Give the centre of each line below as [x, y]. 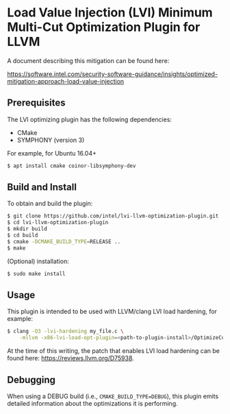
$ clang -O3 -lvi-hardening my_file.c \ [66, 331]
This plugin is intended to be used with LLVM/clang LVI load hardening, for [112, 312]
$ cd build [23, 235]
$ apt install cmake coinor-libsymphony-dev [72, 166]
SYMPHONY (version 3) [51, 140]
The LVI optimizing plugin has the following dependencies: [90, 119]
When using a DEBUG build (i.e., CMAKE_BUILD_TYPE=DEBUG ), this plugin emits [113, 396]
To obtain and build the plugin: [50, 204]
